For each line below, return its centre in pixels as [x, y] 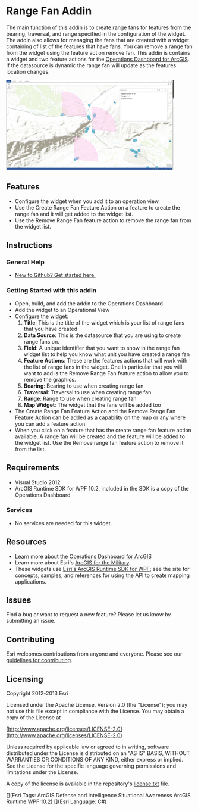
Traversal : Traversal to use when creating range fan [87, 392]
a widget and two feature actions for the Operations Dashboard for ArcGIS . [98, 59]
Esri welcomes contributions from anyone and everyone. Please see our [94, 654]
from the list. [30, 449]
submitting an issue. [31, 621]
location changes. [28, 71]
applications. [30, 581]
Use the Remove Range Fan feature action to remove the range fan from [103, 220]
